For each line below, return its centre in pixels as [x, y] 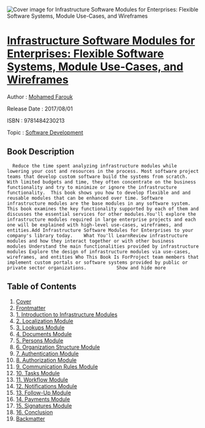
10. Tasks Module [38, 373]
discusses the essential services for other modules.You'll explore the [102, 214]
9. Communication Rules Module [57, 366]
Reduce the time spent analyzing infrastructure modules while [95, 166]
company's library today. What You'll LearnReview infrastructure [98, 235]
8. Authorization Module [46, 360]
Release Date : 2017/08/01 [40, 109]
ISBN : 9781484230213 [36, 120]
